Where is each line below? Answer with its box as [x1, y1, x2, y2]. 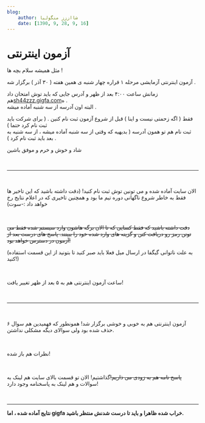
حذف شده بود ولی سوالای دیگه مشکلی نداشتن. [7, 327, 114, 334]
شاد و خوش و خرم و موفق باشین [7, 146, 82, 154]
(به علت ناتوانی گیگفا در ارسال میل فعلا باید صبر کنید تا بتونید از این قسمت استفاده [7, 249, 193, 256]
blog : [7, 9, 21, 15]
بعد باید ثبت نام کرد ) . [7, 135, 57, 142]
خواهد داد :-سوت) [7, 201, 48, 208]
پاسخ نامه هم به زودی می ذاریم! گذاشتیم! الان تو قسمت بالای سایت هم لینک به [7, 374, 182, 381]
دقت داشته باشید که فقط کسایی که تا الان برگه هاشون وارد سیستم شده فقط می [7, 224, 190, 232]
